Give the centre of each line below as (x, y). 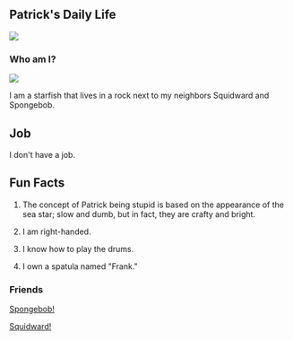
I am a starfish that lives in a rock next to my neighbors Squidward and (139, 96)
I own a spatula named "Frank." (80, 266)
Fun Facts (37, 183)
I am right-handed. (56, 231)
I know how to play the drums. (78, 248)
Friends (26, 289)
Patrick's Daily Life (63, 15)
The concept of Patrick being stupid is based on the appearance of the (153, 205)
